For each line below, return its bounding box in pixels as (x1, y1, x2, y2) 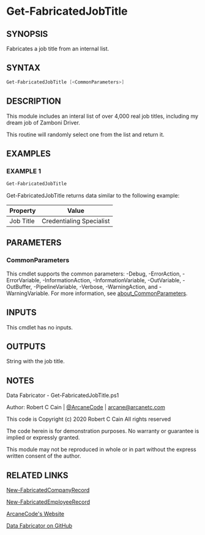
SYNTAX (6, 63, 41, 73)
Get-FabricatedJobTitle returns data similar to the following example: (6, 192, 180, 199)
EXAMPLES (6, 148, 51, 159)
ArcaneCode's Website (6, 510, 65, 517)
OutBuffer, (6, 283, 32, 290)
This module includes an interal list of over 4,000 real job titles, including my (6, 112, 199, 120)
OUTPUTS (6, 341, 46, 352)
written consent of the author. (6, 452, 81, 460)
